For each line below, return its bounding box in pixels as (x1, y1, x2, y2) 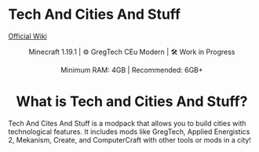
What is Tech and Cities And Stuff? (16, 92, 248, 110)
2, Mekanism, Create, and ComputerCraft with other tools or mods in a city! (8, 135, 251, 144)
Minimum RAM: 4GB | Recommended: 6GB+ (60, 65, 204, 74)
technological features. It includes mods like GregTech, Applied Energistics (8, 127, 250, 136)
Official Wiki (8, 31, 47, 41)
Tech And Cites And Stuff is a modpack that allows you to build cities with (8, 118, 246, 128)
